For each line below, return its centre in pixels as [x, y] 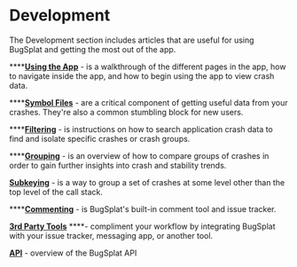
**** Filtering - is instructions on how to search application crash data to [141, 129]
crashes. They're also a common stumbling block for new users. [126, 112]
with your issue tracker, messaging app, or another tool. [111, 235]
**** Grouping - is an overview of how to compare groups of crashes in [139, 155]
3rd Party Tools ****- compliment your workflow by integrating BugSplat [142, 226]
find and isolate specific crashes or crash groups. [100, 138]
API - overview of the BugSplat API [73, 253]
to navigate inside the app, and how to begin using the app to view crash [142, 75]
